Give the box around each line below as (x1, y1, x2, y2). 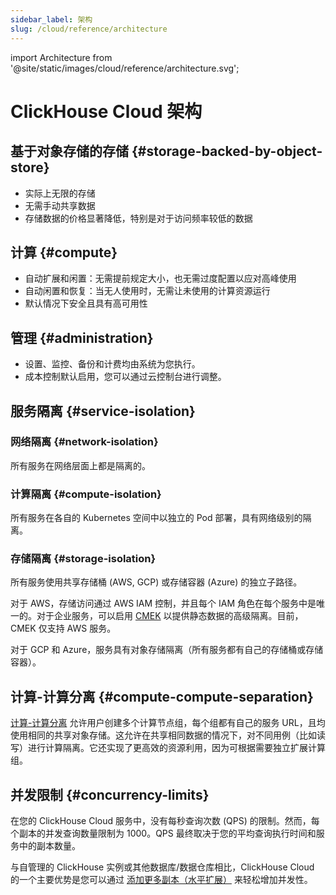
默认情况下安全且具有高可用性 (24, 297, 148, 310)
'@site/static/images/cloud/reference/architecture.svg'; (10, 62, 240, 74)
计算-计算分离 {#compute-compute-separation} (10, 688, 314, 705)
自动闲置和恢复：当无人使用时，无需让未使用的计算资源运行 (24, 285, 271, 297)
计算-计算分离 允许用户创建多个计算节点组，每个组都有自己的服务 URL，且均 (10, 717, 326, 729)
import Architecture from (10, 51, 113, 63)
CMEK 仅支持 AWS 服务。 (10, 622, 117, 635)
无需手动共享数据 (24, 199, 96, 211)
